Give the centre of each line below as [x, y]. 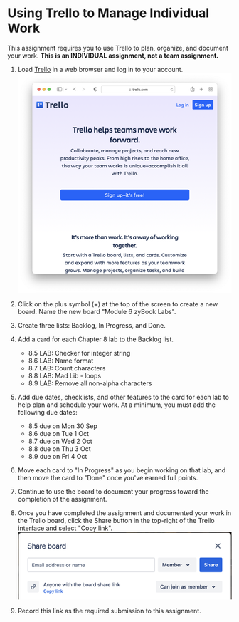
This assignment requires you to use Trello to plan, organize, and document [118, 48]
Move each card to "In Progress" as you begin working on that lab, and [122, 470]
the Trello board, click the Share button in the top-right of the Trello [116, 520]
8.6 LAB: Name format [61, 361]
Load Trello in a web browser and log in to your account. [100, 69]
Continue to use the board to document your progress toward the [113, 492]
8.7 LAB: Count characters [67, 368]
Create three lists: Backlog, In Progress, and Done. [91, 325]
